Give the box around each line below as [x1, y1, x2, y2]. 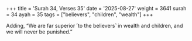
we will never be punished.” [6, 28, 73, 35]
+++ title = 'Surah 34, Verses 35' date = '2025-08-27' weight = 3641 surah [6, 5, 187, 12]
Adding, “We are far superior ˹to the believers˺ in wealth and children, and [6, 23, 183, 29]
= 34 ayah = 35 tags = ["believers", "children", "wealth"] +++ [6, 11, 153, 18]
